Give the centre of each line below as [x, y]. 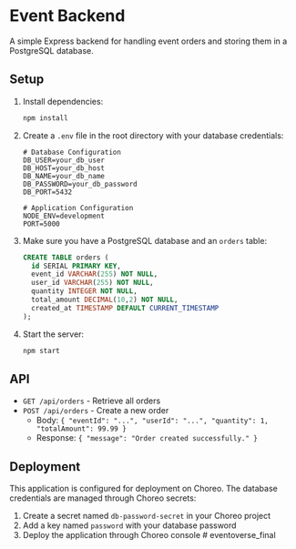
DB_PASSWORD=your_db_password [80, 184]
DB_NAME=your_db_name [63, 176]
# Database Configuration [71, 152]
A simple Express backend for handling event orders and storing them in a [148, 41]
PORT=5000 [41, 224]
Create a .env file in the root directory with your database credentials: [153, 135]
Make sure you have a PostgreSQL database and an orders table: [144, 240]
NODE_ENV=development [63, 216]
